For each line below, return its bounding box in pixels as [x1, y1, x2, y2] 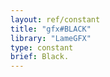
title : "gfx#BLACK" [10, 24, 92, 34]
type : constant [10, 42, 74, 53]
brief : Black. [10, 52, 70, 62]
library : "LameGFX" [10, 33, 92, 43]
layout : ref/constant [10, 14, 101, 25]
